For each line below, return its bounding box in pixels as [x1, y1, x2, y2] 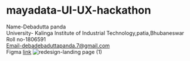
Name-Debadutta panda [6, 23, 66, 30]
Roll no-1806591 [6, 36, 46, 43]
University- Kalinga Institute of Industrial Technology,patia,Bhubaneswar [6, 29, 185, 36]
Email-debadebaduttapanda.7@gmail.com [6, 42, 111, 49]
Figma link [6, 48, 32, 55]
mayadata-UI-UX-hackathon [6, 4, 151, 17]
